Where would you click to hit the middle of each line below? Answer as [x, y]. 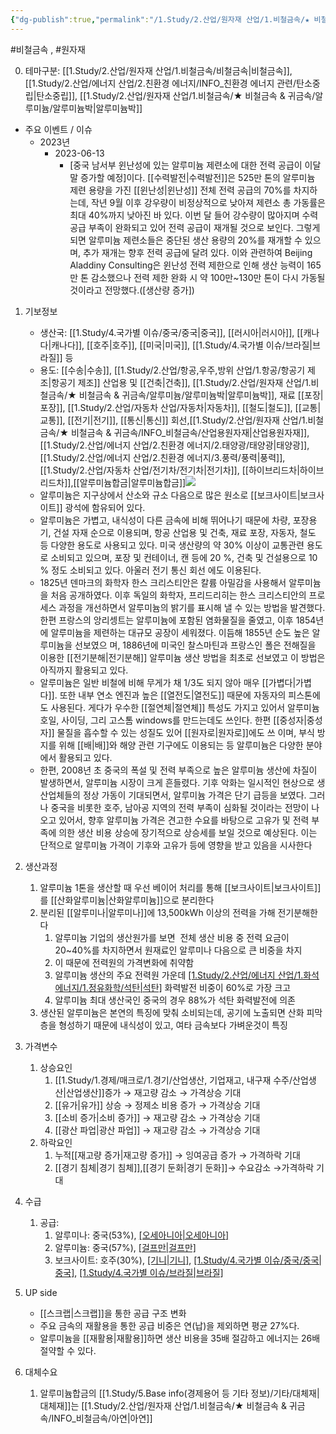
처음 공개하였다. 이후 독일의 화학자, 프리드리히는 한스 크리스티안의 [178, 595]
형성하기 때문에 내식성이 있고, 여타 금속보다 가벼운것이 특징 [173, 1025]
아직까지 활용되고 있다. [84, 670]
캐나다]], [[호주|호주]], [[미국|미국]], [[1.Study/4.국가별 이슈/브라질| [182, 345]
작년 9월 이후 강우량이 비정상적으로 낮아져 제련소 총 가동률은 [208, 202]
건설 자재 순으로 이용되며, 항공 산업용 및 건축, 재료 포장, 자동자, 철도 [185, 532]
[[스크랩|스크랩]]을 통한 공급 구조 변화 [113, 1313]
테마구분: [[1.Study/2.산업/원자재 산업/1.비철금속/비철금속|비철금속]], [158, 70]
